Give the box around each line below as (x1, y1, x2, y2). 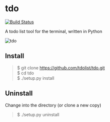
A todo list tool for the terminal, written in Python (5, 28, 102, 34)
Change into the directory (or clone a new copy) (5, 102, 101, 108)
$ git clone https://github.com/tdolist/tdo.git (17, 65, 105, 70)
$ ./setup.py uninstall (17, 111, 59, 117)
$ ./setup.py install (17, 75, 55, 81)
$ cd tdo (17, 70, 34, 76)
